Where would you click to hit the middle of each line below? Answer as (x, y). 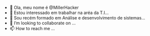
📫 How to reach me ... (32, 28)
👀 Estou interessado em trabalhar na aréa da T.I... (59, 13)
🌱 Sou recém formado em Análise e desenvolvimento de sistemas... (77, 18)
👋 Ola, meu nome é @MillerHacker (44, 8)
